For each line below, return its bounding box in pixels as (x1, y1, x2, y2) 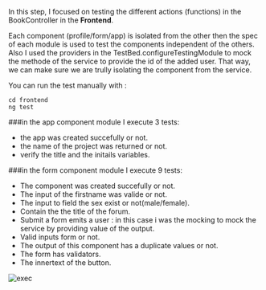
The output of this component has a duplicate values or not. (19, 241, 219, 250)
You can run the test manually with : (8, 80, 127, 90)
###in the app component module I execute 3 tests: (8, 117, 180, 127)
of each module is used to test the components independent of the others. (8, 39, 255, 49)
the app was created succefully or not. (19, 133, 149, 142)
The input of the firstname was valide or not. (19, 190, 167, 199)
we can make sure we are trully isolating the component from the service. (8, 65, 252, 75)
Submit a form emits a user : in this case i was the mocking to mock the (19, 215, 257, 224)
